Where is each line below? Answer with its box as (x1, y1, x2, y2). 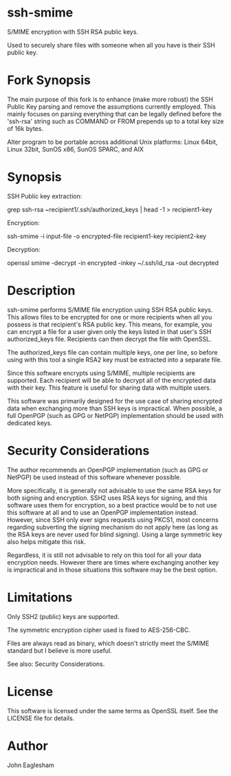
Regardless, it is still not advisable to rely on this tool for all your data (7, 551, 201, 559)
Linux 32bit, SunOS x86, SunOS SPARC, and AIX (7, 145, 144, 153)
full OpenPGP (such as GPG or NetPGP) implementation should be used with (7, 411, 223, 419)
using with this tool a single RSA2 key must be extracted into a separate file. (7, 355, 222, 364)
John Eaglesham (7, 761, 55, 769)
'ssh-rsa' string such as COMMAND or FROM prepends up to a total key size (7, 117, 224, 125)
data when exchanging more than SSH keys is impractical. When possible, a (7, 404, 222, 412)
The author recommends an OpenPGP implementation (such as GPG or (7, 465, 208, 474)
